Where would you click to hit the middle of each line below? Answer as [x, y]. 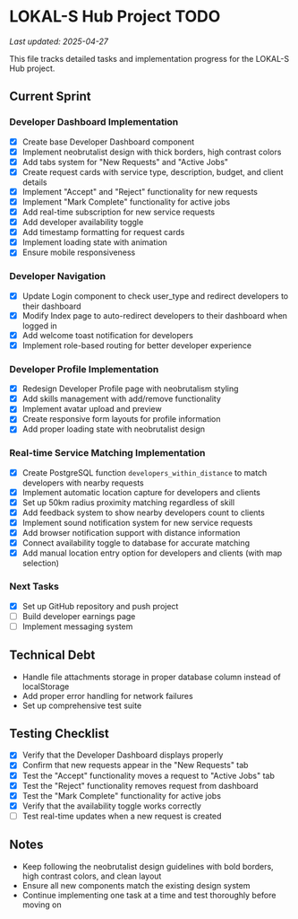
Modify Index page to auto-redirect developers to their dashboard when [155, 315]
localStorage [46, 686]
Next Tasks [34, 587]
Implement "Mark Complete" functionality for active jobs [126, 201]
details [34, 182]
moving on [42, 905]
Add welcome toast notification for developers [108, 335]
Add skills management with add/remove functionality [122, 399]
